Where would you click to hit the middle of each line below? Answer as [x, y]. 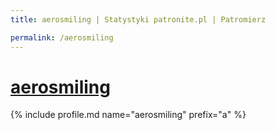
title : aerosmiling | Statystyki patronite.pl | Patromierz [138, 19]
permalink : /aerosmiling [62, 37]
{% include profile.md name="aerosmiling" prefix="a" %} [128, 115]
